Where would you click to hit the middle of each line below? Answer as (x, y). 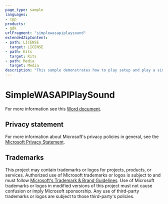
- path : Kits (19, 51)
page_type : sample (24, 10)
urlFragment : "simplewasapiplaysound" (45, 33)
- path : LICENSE (22, 42)
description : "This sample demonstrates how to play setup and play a (80, 70)
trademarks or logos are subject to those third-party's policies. (70, 196)
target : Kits (23, 56)
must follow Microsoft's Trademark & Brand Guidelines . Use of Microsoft (80, 180)
